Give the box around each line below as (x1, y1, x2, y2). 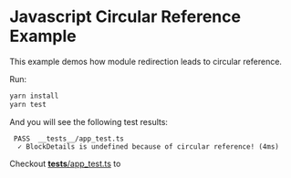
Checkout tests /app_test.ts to (9, 158, 121, 169)
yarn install (9, 91, 59, 100)
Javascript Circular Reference (9, 6, 242, 27)
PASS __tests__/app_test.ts (13, 134, 125, 143)
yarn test (9, 99, 47, 109)
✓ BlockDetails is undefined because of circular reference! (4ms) (17, 141, 280, 152)
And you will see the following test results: (9, 116, 169, 127)
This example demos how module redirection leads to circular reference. (9, 56, 283, 67)
